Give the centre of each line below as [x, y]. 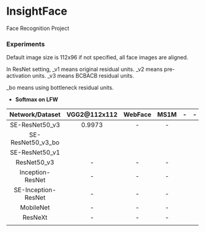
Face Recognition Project [38, 28]
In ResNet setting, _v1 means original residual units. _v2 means [85, 69]
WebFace [137, 114]
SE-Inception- [35, 190]
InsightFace [37, 11]
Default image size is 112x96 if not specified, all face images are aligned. [97, 58]
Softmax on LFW [37, 100]
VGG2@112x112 [92, 114]
